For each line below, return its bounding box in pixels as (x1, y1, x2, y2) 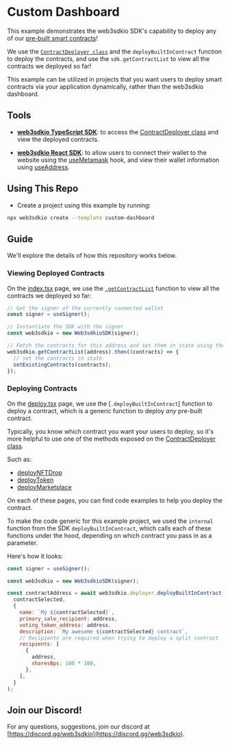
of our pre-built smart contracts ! (7, 34, 98, 42)
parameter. (7, 539, 38, 547)
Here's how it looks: (7, 552, 64, 560)
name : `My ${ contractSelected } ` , (19, 609, 115, 616)
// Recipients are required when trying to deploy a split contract (19, 635, 219, 642)
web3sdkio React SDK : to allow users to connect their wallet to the (16, 148, 207, 156)
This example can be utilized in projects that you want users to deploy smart (7, 75, 222, 83)
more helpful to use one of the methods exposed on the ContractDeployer (7, 435, 216, 443)
